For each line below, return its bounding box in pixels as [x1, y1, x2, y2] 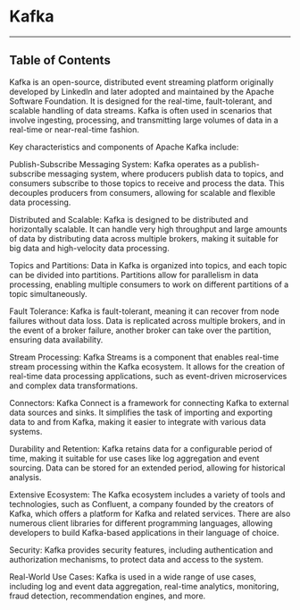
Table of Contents [9, 53, 112, 68]
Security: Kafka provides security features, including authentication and [9, 544, 274, 555]
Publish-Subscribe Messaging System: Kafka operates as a [9, 158, 228, 169]
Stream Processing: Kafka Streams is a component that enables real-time [9, 352, 279, 362]
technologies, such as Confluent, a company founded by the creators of [9, 498, 274, 509]
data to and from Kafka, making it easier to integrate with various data [9, 416, 266, 427]
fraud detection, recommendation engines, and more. [9, 590, 206, 601]
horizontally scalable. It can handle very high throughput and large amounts [9, 224, 287, 234]
